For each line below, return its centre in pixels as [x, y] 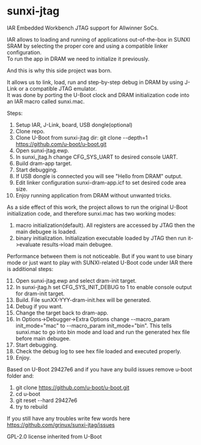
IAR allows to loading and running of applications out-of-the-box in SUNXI [99, 39]
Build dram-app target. [44, 163]
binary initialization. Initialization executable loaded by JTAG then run [101, 238]
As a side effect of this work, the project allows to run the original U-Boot [97, 207]
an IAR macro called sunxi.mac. [46, 101]
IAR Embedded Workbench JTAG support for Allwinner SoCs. [83, 28]
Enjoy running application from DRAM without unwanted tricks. [94, 195]
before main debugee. [43, 338]
